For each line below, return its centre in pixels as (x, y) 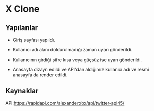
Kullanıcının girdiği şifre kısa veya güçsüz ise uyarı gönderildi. (77, 60)
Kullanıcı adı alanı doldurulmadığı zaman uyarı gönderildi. (72, 50)
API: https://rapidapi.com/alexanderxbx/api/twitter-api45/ (65, 103)
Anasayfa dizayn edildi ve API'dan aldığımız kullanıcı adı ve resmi (81, 70)
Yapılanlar (22, 28)
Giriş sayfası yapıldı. (34, 40)
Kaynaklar (22, 91)
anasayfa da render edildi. (40, 75)
